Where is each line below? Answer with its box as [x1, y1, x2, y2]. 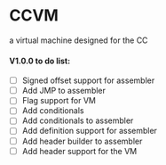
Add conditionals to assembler [21, 115, 134, 126]
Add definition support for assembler [21, 126, 158, 136]
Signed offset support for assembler [21, 75, 155, 86]
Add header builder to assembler [21, 136, 143, 146]
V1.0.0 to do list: [9, 55, 71, 66]
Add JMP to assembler [21, 86, 107, 96]
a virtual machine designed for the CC [9, 35, 148, 45]
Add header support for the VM [21, 145, 138, 156]
